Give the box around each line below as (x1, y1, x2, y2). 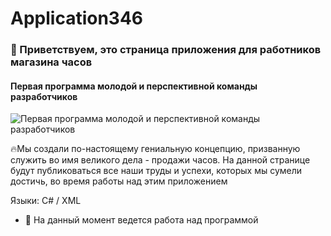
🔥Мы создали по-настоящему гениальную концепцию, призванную (10, 143, 301, 155)
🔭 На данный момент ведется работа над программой (24, 214, 259, 226)
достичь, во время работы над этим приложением (10, 175, 228, 187)
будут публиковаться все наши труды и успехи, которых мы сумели (10, 165, 303, 177)
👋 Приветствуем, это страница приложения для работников (10, 43, 322, 57)
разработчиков (10, 90, 78, 102)
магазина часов (10, 55, 93, 69)
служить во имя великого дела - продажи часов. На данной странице (10, 154, 311, 166)
